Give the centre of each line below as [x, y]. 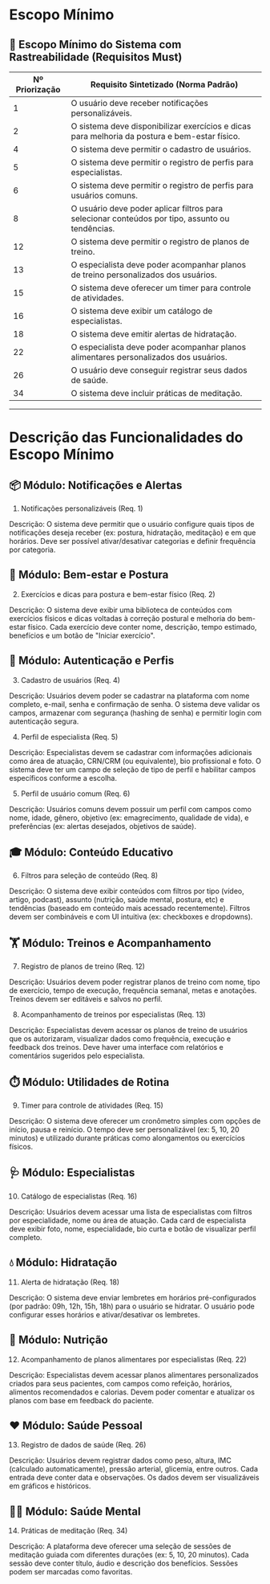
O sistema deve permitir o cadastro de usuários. [161, 149]
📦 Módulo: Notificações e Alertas [96, 485]
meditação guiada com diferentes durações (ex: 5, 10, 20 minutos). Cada [129, 1555]
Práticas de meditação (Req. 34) [74, 1531]
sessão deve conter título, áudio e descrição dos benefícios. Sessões [124, 1563]
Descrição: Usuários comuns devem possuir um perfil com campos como [130, 809]
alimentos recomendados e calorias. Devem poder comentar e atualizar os [132, 1392]
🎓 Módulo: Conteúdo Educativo [91, 853]
